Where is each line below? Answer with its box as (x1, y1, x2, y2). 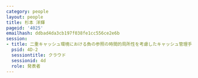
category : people (6, 8, 49, 15)
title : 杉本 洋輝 (6, 19, 45, 25)
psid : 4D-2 (11, 47, 38, 53)
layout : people (6, 14, 44, 20)
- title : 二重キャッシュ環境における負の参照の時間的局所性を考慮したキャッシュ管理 (6, 42, 188, 48)
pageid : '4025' (6, 25, 44, 31)
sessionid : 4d (11, 57, 46, 63)
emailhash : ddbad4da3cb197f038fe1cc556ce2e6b (6, 30, 120, 36)
